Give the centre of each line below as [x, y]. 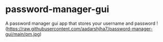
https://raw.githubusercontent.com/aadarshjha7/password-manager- [80, 28]
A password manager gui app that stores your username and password [80, 23]
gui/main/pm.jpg [23, 34]
